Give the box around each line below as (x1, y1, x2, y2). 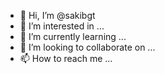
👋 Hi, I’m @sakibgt (19, 10, 96, 21)
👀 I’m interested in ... (19, 20, 105, 32)
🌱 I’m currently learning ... (19, 31, 127, 42)
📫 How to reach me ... (19, 53, 113, 64)
